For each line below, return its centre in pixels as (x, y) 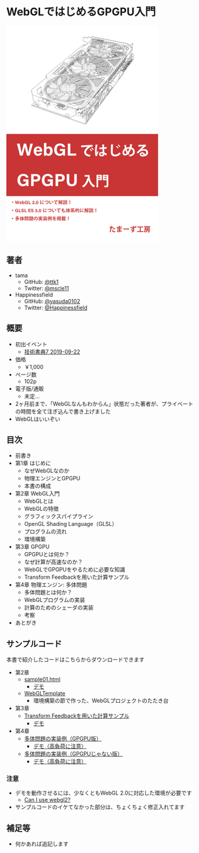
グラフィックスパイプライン (59, 516)
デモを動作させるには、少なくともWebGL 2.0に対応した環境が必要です (103, 793)
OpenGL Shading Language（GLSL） (71, 524)
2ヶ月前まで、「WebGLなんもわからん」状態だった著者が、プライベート (104, 404)
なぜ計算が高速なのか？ (53, 562)
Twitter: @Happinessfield (56, 308)
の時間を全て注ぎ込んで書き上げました (63, 411)
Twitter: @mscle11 (46, 288)
